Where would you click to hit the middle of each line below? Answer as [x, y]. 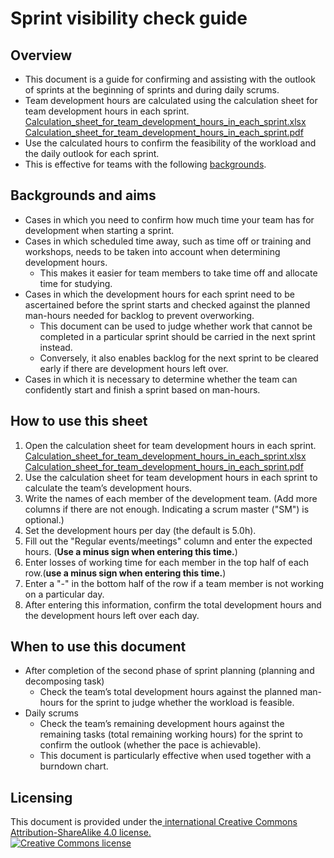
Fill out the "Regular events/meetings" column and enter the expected [168, 541]
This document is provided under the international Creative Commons [154, 822]
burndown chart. [74, 766]
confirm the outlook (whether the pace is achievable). [150, 745]
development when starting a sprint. [99, 230]
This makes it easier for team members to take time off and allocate [178, 273]
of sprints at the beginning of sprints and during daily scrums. [152, 90]
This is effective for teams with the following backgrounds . [145, 164]
